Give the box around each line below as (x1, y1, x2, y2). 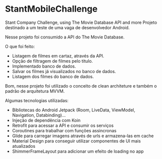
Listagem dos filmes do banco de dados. (12, 73, 94, 79)
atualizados (12, 143, 36, 149)
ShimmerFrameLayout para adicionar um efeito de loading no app (12, 148, 144, 154)
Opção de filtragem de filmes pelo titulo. (12, 58, 93, 64)
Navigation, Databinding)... (12, 112, 66, 118)
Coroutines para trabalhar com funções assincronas (12, 127, 117, 133)
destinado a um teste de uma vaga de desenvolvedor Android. (5, 24, 130, 30)
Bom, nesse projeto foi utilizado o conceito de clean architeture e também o (5, 83, 157, 88)
